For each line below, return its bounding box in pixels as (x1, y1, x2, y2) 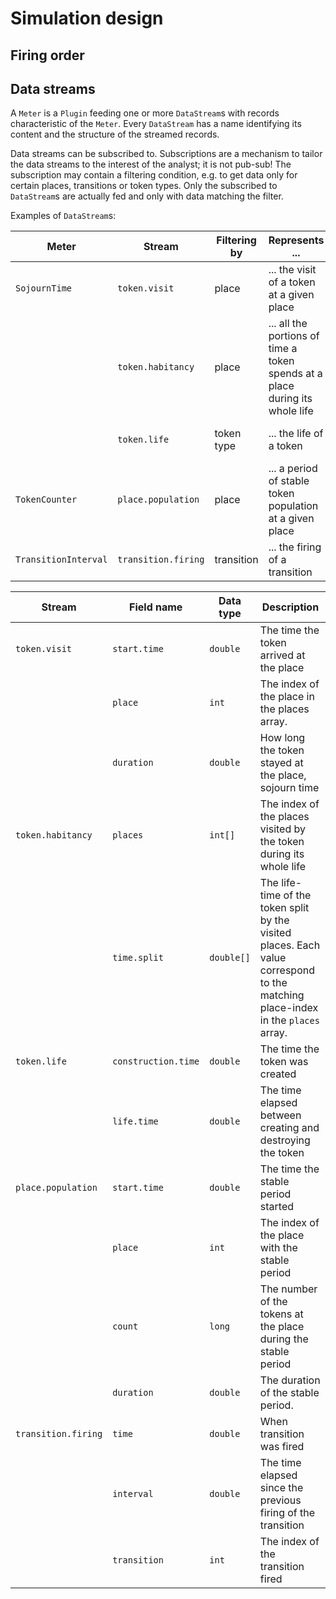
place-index (259, 1001, 319, 1015)
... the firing (268, 540, 322, 554)
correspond (259, 963, 316, 977)
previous (259, 1493, 302, 1507)
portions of (268, 329, 320, 343)
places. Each (259, 938, 321, 952)
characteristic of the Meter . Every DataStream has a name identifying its (10, 118, 302, 130)
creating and (259, 1121, 320, 1135)
